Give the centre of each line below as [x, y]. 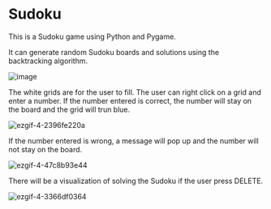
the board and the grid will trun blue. [69, 109]
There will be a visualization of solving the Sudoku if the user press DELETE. [136, 181]
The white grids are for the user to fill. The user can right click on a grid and [135, 92]
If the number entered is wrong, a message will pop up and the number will [134, 141]
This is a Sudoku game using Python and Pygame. [92, 36]
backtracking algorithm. [48, 61]
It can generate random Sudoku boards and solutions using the [114, 52]
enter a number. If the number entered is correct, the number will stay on [130, 100]
